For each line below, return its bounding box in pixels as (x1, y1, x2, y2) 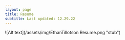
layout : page (5, 7, 32, 12)
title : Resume (5, 12, 34, 17)
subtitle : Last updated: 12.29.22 (5, 16, 76, 21)
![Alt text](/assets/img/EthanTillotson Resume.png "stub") (5, 30, 121, 36)
